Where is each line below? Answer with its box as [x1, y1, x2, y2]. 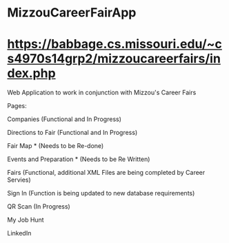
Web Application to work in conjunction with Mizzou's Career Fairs [7, 88, 197, 97]
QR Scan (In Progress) [7, 202, 70, 211]
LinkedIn [7, 229, 32, 237]
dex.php [7, 65, 57, 81]
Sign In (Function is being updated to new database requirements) [7, 189, 195, 198]
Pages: [7, 102, 27, 110]
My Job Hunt [7, 215, 44, 224]
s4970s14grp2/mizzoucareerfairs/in [7, 51, 221, 67]
